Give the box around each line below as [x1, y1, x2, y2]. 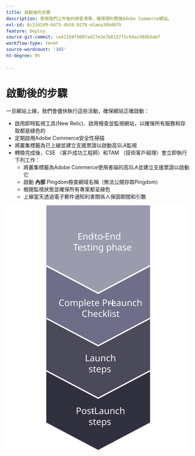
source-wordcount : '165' [6, 47, 67, 53]
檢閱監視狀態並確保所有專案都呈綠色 [23, 185, 111, 193]
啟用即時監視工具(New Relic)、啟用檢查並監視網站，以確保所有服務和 [14, 120, 181, 127]
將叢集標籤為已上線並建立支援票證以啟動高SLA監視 [14, 141, 137, 149]
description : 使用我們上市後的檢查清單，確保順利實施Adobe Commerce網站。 [6, 15, 172, 22]
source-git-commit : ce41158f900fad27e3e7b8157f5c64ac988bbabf [6, 34, 161, 40]
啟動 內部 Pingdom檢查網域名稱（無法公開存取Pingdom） [23, 178, 162, 185]
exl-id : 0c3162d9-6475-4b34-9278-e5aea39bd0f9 [6, 22, 121, 28]
